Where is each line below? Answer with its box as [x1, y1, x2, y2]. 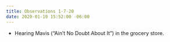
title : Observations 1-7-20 [6, 8, 75, 14]
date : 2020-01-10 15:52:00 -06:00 [6, 14, 90, 20]
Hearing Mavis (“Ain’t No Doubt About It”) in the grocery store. [14, 29, 164, 36]
